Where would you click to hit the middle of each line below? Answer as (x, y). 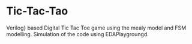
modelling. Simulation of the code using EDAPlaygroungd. (77, 34)
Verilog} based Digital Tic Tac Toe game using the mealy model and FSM (96, 28)
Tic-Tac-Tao (37, 11)
